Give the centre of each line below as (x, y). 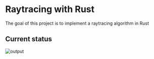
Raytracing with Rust (50, 9)
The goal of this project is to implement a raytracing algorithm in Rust (77, 23)
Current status (29, 39)
